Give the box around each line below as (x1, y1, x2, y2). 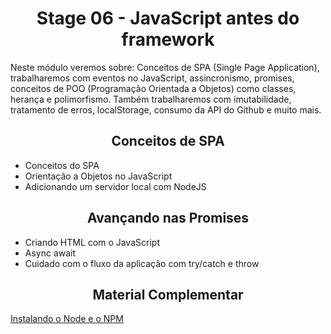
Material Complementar (92, 286, 244, 303)
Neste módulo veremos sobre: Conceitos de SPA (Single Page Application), (10, 61, 320, 73)
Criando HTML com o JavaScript (24, 236, 160, 248)
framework (121, 28, 215, 51)
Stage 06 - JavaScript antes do (36, 7, 300, 30)
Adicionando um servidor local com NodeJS (24, 180, 207, 192)
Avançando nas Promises (86, 210, 250, 227)
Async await (24, 247, 77, 259)
